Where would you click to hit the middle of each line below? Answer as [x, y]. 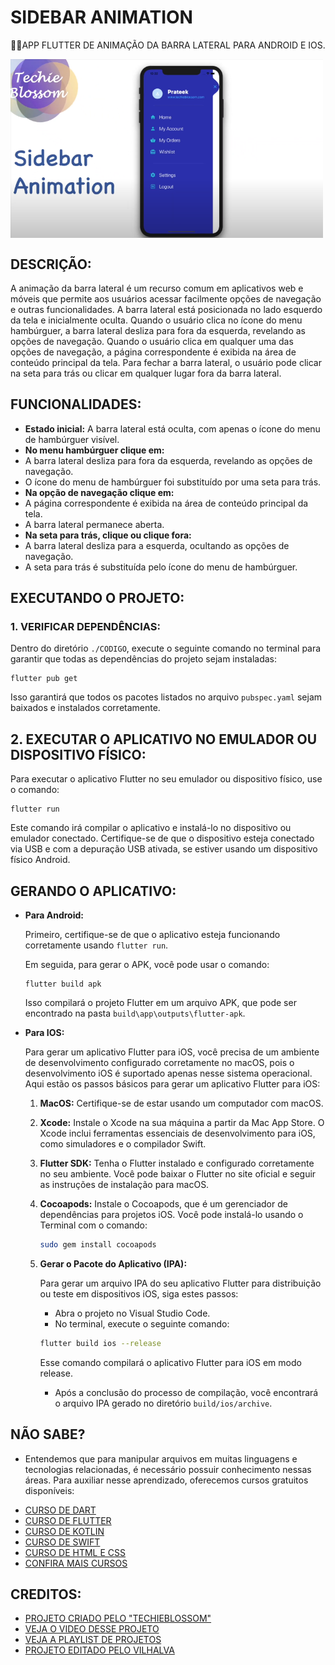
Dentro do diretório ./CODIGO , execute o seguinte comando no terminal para [166, 648]
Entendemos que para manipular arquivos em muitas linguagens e [161, 1458]
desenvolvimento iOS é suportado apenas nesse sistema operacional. [168, 1073]
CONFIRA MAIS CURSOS [76, 1563]
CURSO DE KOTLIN [64, 1531]
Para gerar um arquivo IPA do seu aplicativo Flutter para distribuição [180, 1283]
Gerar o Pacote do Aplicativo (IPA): [113, 1263]
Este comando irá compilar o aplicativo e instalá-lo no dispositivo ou [151, 828]
